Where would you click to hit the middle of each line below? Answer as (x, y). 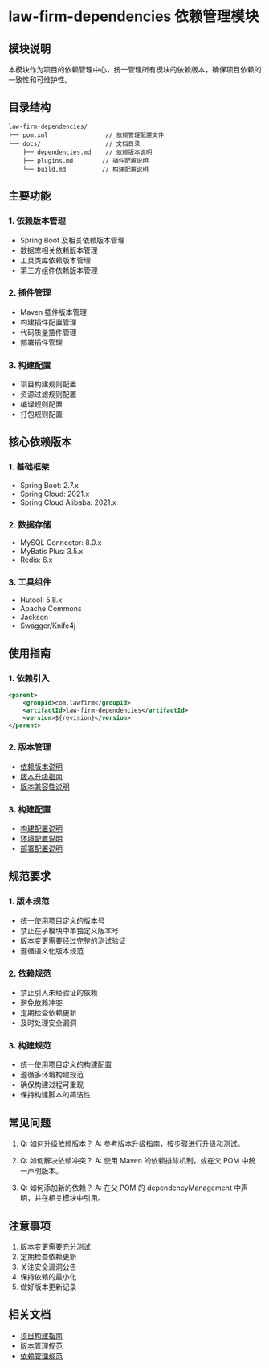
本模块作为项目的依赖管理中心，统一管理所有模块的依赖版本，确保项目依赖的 (135, 70)
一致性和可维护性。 (40, 80)
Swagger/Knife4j (48, 626)
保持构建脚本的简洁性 (55, 1095)
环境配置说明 (41, 839)
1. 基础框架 (29, 467)
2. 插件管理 (30, 293)
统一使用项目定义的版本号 (62, 920)
